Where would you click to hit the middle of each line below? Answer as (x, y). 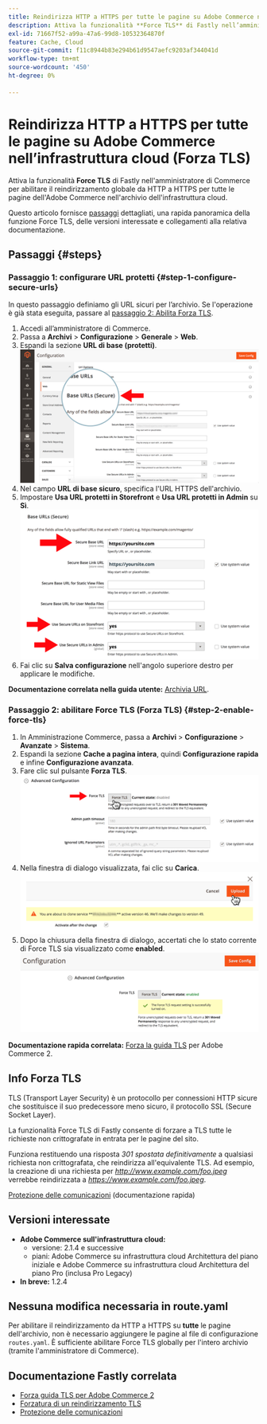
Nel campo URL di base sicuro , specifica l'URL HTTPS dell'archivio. (131, 489)
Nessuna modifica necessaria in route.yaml (118, 1306)
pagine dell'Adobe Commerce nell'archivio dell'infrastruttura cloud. (118, 197)
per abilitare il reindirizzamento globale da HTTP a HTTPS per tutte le (122, 189)
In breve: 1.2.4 (43, 1281)
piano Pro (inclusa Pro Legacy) (82, 1273)
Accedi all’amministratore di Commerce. (85, 329)
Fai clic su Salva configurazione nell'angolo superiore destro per (126, 665)
